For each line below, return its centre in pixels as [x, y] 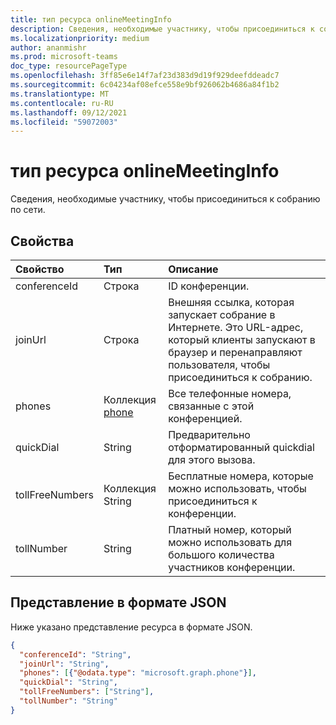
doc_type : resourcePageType [69, 66]
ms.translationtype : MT [60, 94]
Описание [193, 269]
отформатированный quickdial [241, 447]
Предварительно [209, 434]
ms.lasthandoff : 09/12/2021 [69, 112]
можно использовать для [230, 542]
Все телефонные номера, [230, 393]
